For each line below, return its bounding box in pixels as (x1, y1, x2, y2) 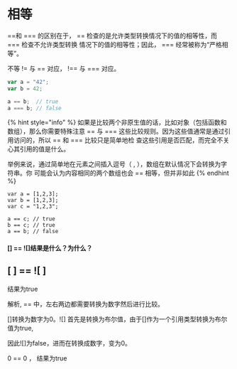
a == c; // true (7, 215, 55, 223)
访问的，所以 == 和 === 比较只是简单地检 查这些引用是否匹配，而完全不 (13, 136, 224, 144)
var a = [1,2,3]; (7, 191, 59, 198)
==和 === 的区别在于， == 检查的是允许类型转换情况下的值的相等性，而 (7, 31, 218, 40)
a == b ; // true (7, 97, 59, 105)
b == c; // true (7, 222, 55, 229)
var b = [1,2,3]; (7, 197, 59, 204)
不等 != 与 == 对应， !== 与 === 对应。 (7, 64, 121, 73)
